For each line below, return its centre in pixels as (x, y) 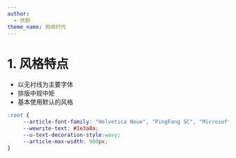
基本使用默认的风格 (45, 102)
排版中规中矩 (36, 93)
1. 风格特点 (38, 64)
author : (19, 14)
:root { (19, 116)
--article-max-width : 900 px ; (66, 141)
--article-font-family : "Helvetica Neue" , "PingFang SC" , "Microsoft (127, 122)
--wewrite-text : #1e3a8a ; (61, 129)
